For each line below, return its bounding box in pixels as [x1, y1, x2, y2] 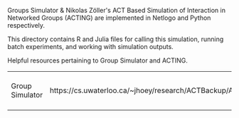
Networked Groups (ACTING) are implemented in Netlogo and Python [7, 14, 211, 22]
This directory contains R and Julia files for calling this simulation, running [7, 35, 224, 43]
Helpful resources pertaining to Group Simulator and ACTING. [7, 56, 188, 65]
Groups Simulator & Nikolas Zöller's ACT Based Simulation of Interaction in [7, 6, 226, 14]
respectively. [7, 21, 45, 29]
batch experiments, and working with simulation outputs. [7, 43, 174, 50]
